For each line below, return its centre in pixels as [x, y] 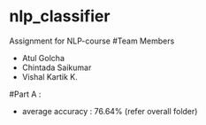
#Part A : [25, 94]
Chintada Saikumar [57, 67]
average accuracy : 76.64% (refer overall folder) [110, 111]
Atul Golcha [43, 58]
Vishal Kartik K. [50, 76]
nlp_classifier [60, 16]
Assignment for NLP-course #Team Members [92, 41]
